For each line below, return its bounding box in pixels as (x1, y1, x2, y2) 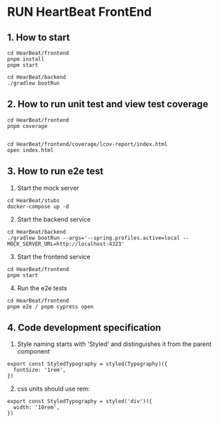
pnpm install (7, 56, 45, 63)
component (17, 347, 50, 356)
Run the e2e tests (17, 283, 67, 292)
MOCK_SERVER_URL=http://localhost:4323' (7, 240, 125, 248)
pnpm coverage (7, 122, 48, 129)
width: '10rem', (13, 404, 60, 411)
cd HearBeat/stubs (7, 197, 60, 204)
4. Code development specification (7, 322, 162, 334)
